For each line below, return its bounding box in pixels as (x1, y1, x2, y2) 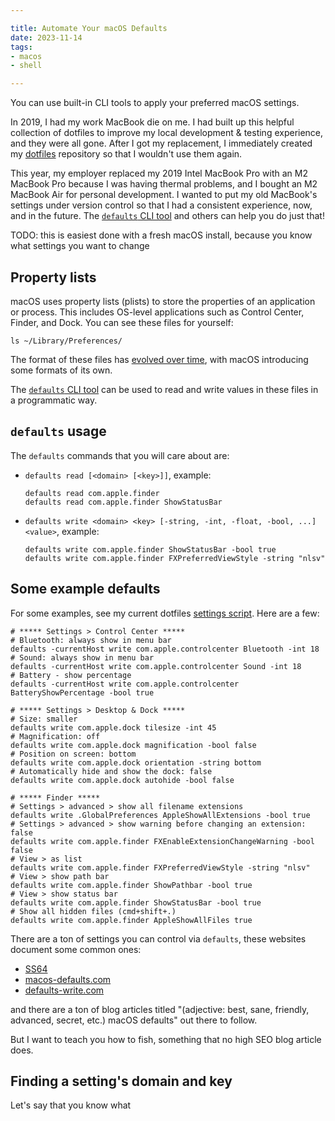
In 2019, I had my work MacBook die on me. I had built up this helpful (10, 116, 295, 128)
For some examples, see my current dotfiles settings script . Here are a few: (10, 607, 320, 619)
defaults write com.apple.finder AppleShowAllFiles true (10, 915, 253, 925)
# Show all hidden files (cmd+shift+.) (10, 906, 177, 916)
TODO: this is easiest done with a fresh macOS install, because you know (10, 229, 313, 241)
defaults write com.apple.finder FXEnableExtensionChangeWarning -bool (10, 836, 315, 846)
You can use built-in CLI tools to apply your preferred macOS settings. (10, 97, 300, 109)
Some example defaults (10, 581, 161, 598)
